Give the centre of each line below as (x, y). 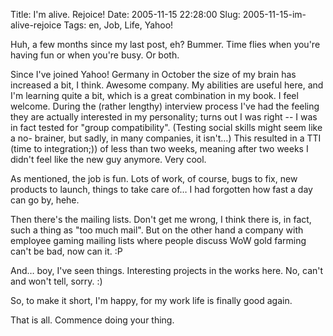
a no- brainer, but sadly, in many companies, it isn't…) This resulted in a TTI (166, 138)
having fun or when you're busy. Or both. (95, 55)
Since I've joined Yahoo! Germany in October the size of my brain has (153, 74)
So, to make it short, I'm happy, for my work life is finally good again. (151, 300)
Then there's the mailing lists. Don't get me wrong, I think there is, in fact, (161, 219)
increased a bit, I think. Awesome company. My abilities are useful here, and (167, 85)
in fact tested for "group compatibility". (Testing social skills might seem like (166, 127)
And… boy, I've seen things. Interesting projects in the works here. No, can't (167, 270)
